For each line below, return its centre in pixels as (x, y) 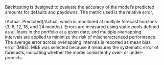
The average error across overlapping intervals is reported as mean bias (78, 42)
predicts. (14, 57)
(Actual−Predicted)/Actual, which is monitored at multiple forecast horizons (81, 22)
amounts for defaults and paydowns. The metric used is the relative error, (79, 12)
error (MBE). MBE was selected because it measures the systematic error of (82, 47)
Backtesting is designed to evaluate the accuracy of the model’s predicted (80, 7)
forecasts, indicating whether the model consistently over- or (67, 52)
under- (136, 52)
